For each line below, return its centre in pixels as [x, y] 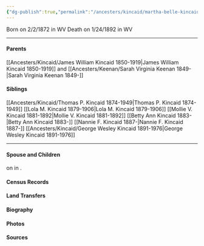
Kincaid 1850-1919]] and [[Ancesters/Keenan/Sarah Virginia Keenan [91, 69]
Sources [17, 237]
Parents [16, 49]
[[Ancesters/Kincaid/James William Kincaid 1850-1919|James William [93, 62]
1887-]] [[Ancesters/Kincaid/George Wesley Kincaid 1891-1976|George [95, 129]
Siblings [17, 89]
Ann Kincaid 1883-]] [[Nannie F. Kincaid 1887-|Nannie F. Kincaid [103, 122]
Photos [15, 224]
